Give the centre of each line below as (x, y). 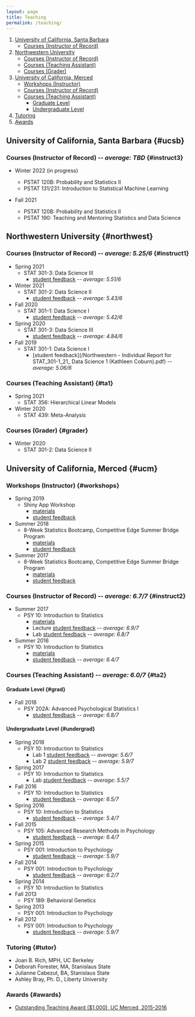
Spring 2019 (29, 498)
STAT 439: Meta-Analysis (55, 415)
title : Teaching (26, 17)
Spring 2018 (29, 742)
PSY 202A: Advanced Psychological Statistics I (81, 709)
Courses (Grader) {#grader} (47, 430)
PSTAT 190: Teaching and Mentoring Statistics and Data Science (102, 218)
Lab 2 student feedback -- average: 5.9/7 (83, 761)
